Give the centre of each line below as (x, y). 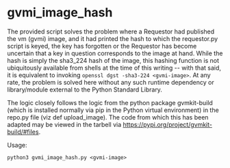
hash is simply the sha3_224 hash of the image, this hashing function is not (113, 60)
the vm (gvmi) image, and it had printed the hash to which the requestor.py (113, 38)
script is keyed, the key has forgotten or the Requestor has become (102, 46)
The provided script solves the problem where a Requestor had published (111, 31)
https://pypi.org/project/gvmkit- (167, 124)
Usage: (17, 145)
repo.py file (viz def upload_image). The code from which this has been (108, 117)
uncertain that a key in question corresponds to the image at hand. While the (115, 53)
